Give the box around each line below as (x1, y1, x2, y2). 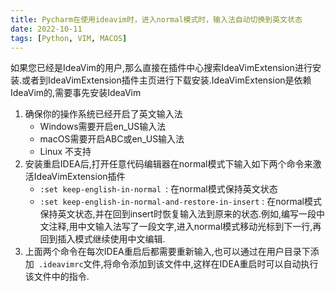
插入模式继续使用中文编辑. (57, 233, 166, 245)
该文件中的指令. (24, 271, 90, 283)
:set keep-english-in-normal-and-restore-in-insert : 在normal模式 (39, 196, 322, 208)
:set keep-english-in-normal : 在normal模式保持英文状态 (39, 183, 278, 195)
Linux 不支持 (39, 146, 92, 158)
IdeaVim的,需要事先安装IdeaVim (10, 87, 142, 99)
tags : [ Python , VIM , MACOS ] (10, 33, 128, 43)
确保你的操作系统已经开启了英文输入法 (24, 108, 183, 120)
